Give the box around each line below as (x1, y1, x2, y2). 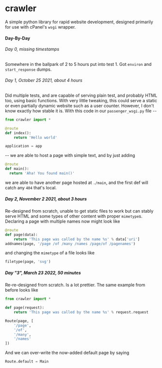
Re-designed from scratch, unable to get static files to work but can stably (5, 208, 154, 214)
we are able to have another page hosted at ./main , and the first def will (5, 180, 148, 185)
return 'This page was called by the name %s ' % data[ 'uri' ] (14, 237, 140, 242)
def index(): (5, 130, 32, 136)
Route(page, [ (5, 318, 34, 323)
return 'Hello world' (14, 135, 57, 140)
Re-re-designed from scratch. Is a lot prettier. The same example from (5, 282, 146, 288)
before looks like (5, 287, 38, 293)
